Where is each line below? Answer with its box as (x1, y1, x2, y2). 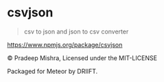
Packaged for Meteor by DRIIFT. (7, 67, 98, 75)
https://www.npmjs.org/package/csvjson (7, 40, 123, 49)
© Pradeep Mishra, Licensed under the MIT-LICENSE (7, 53, 158, 62)
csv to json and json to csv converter (23, 27, 129, 36)
